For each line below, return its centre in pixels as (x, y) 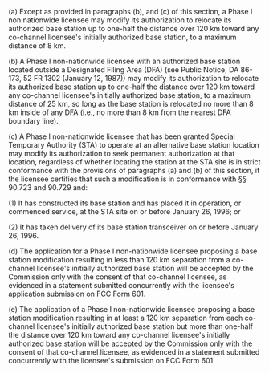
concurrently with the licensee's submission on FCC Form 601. (112, 361)
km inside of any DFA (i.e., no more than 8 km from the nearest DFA (120, 112)
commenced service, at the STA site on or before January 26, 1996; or (124, 211)
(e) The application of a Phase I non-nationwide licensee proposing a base (132, 309)
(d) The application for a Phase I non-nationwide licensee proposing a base (133, 251)
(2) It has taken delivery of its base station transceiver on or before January (133, 227)
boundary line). (33, 121)
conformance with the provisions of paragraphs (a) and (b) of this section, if (134, 170)
